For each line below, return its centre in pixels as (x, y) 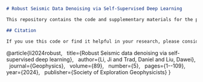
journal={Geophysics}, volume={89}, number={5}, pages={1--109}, (97, 66)
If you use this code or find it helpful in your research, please (93, 41)
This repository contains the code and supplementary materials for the (100, 19)
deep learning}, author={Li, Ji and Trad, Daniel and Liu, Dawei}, (116, 59)
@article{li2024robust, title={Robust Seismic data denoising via (87, 53)
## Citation (21, 30)
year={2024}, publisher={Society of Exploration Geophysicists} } (89, 72)
